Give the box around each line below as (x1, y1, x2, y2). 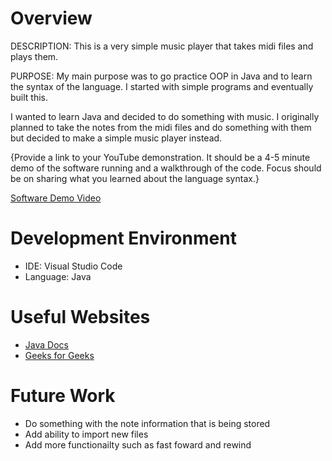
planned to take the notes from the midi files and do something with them (10, 121, 312, 133)
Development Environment (10, 227, 237, 250)
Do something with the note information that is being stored (24, 417, 271, 429)
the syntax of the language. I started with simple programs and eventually (10, 80, 314, 92)
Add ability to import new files (24, 428, 149, 440)
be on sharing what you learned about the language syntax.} (10, 172, 260, 184)
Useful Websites (10, 306, 151, 329)
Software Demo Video (10, 192, 102, 204)
